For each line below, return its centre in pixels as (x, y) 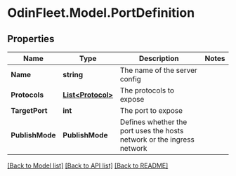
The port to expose (151, 110)
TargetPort (29, 110)
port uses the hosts (152, 131)
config (131, 79)
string (73, 75)
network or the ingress (157, 140)
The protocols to (147, 90)
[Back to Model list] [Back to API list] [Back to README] (88, 165)
